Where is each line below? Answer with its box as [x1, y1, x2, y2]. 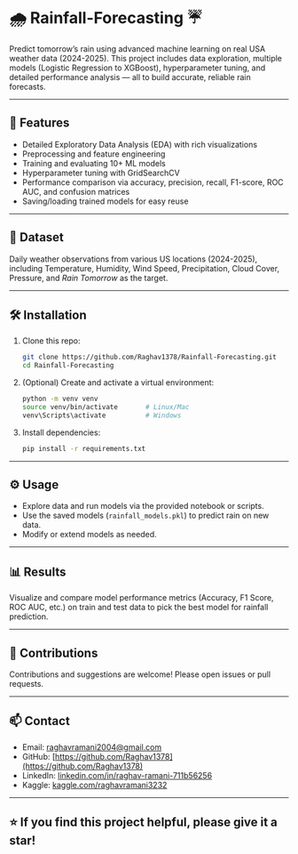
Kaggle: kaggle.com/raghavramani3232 [21, 779, 168, 790]
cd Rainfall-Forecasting [21, 361, 114, 370]
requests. [9, 679, 44, 689]
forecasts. [9, 81, 46, 92]
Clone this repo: [21, 335, 81, 346]
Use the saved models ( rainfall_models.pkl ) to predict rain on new [21, 510, 270, 521]
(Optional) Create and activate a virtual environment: [21, 377, 215, 388]
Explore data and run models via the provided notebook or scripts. [21, 501, 264, 512]
